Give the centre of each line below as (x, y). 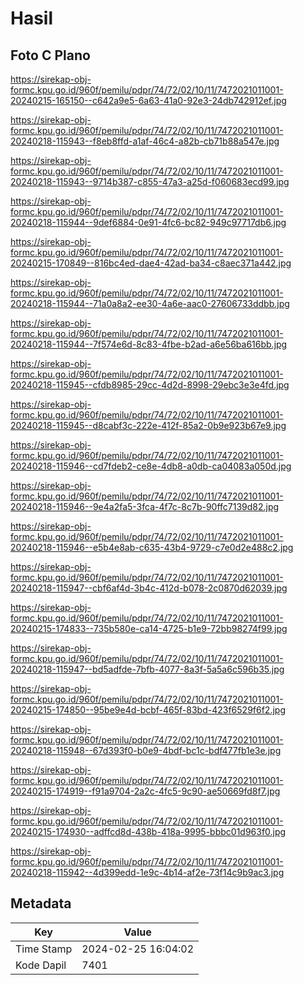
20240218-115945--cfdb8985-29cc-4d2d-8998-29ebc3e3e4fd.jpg (150, 385)
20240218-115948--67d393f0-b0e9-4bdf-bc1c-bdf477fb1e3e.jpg (146, 750)
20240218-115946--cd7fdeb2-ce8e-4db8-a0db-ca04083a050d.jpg (151, 466)
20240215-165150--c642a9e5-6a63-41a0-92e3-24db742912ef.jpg (148, 100)
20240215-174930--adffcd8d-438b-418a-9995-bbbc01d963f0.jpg (148, 831)
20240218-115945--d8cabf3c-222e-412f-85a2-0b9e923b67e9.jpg (148, 425)
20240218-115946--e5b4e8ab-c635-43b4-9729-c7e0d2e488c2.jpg (152, 547)
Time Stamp (44, 949)
